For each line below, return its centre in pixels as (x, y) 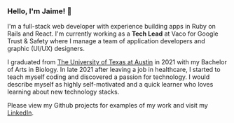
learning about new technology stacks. (63, 92)
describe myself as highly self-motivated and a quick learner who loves (110, 85)
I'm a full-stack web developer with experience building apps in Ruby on (111, 27)
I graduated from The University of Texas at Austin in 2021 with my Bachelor (117, 62)
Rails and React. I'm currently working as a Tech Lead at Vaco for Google (113, 34)
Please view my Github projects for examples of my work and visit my (108, 106)
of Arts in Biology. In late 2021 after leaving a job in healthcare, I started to (114, 70)
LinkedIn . (20, 113)
